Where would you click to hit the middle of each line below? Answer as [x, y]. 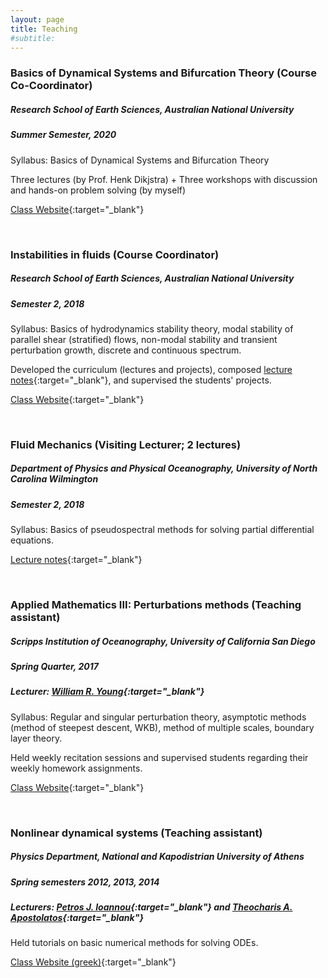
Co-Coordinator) [51, 86]
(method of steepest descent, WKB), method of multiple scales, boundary [162, 727]
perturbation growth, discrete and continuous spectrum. [126, 350]
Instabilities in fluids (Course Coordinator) [115, 254]
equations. [32, 540]
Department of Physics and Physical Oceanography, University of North [164, 468]
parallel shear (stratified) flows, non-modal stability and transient [144, 339]
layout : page [37, 19]
